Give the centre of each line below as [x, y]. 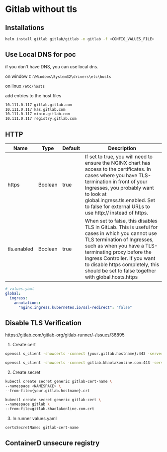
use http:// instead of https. [116, 213]
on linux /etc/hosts [25, 86]
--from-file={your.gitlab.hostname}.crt [48, 391]
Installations [25, 28]
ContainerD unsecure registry [52, 443]
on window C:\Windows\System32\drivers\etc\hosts [58, 76]
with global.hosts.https [111, 277]
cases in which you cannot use [121, 233]
